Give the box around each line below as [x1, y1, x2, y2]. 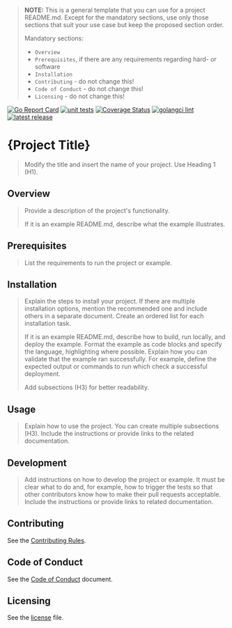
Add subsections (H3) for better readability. [24, 383, 150, 392]
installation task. [24, 320, 72, 328]
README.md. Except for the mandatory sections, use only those [24, 13, 209, 22]
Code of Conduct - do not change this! [34, 85, 144, 93]
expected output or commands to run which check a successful [24, 362, 208, 371]
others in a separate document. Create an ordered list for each [24, 312, 204, 320]
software [34, 63, 61, 70]
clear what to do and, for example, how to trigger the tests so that [24, 483, 213, 491]
